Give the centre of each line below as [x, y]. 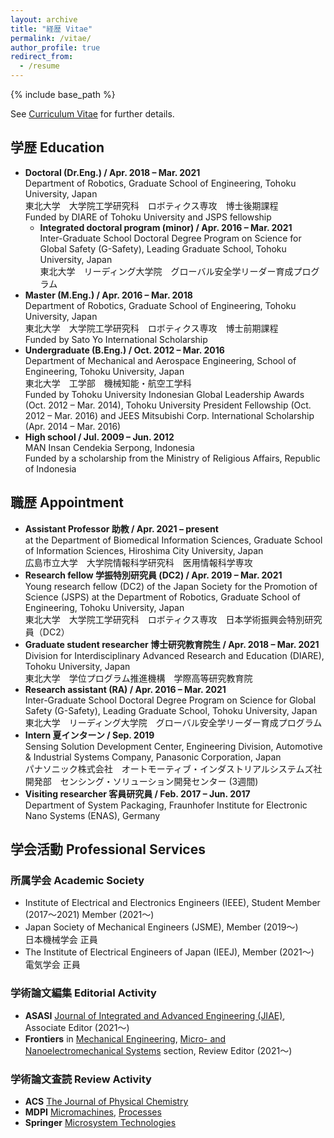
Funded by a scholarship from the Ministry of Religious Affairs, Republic [172, 458]
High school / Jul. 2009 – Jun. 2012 [99, 437]
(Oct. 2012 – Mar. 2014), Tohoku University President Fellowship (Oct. [168, 405]
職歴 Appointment [67, 502]
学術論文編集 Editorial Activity [83, 993]
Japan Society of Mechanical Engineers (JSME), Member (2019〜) [161, 927]
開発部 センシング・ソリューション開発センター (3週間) [141, 781]
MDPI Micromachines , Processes [93, 1112]
